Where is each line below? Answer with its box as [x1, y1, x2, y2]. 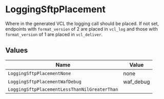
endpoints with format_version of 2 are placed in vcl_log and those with [5, 26, 158, 32]
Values [5, 46, 28, 55]
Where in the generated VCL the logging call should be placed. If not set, [5, 20, 159, 27]
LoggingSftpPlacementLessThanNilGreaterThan [8, 86, 118, 92]
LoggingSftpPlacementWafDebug [8, 79, 82, 85]
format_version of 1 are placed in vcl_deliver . [5, 31, 103, 37]
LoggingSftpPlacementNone [8, 70, 71, 76]
